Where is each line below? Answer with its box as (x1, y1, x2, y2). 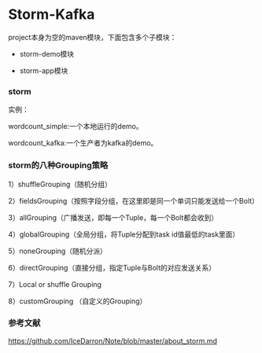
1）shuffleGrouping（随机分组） (8, 179, 112, 189)
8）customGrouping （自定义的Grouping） (8, 296, 147, 306)
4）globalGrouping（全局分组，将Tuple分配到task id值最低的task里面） (8, 230, 240, 239)
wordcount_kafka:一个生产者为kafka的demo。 (8, 138, 158, 148)
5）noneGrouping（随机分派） (8, 246, 108, 256)
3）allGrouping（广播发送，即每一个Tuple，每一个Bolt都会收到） (8, 212, 219, 222)
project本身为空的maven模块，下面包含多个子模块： (8, 32, 177, 42)
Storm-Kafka (8, 6, 95, 24)
